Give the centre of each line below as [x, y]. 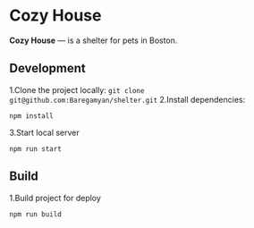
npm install [31, 116]
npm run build [36, 214]
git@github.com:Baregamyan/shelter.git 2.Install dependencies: [127, 99]
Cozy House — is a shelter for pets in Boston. [93, 40]
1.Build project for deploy [55, 198]
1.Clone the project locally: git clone [77, 89]
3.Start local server [45, 132]
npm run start [36, 148]
